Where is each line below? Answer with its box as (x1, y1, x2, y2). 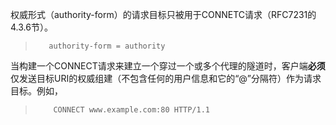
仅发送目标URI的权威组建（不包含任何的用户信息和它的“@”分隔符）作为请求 (10, 73, 322, 84)
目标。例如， (10, 85, 63, 97)
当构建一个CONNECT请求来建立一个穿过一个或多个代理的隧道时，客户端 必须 (10, 60, 326, 72)
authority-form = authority (48, 41, 166, 51)
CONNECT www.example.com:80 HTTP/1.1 (53, 105, 210, 115)
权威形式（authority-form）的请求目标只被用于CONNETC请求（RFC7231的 (10, 9, 317, 20)
